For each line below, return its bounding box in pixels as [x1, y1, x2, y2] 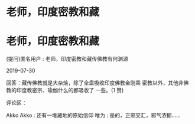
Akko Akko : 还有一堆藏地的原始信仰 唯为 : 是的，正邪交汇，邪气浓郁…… [6, 112, 181, 119]
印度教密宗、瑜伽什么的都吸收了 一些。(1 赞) [16, 87, 124, 94]
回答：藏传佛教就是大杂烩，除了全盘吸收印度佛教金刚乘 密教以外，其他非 [6, 79, 184, 86]
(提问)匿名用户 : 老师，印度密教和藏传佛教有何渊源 [6, 56, 129, 63]
